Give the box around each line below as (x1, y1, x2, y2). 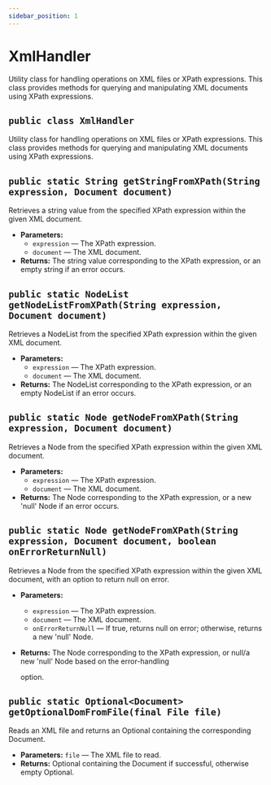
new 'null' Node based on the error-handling (20, 656, 169, 666)
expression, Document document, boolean (8, 535, 217, 547)
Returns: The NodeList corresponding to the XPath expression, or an (20, 379, 252, 389)
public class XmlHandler (8, 115, 135, 126)
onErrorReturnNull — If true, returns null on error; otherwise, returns (32, 623, 263, 633)
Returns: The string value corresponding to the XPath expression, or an (20, 256, 261, 265)
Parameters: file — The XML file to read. (20, 750, 161, 760)
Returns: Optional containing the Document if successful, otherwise (20, 759, 250, 769)
